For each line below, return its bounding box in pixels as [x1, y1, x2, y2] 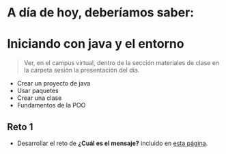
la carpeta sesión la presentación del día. [23, 66, 140, 75]
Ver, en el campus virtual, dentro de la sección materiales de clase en [23, 59, 220, 67]
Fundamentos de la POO [16, 101, 86, 110]
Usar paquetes [16, 87, 59, 95]
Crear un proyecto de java [16, 79, 91, 88]
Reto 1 [7, 121, 33, 133]
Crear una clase [16, 94, 62, 102]
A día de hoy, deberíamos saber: [7, 5, 195, 21]
